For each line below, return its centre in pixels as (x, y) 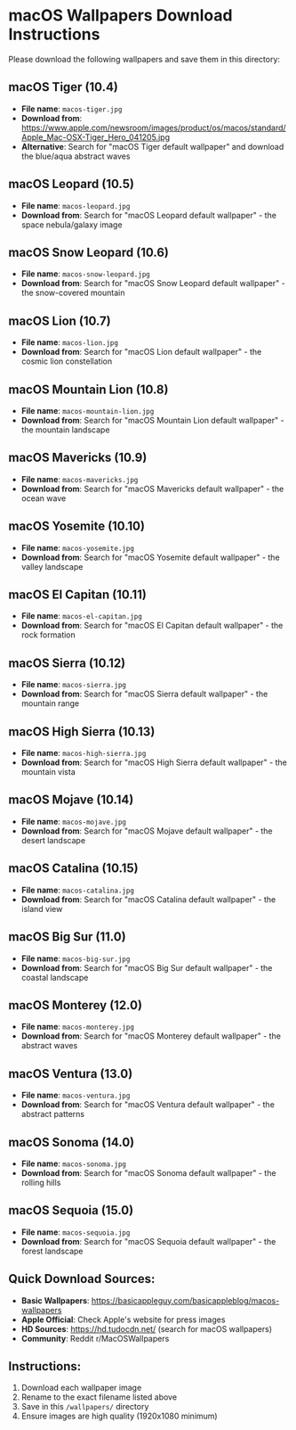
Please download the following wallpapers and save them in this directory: (144, 59)
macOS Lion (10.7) (60, 321)
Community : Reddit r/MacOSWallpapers (95, 1338)
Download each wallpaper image (81, 1388)
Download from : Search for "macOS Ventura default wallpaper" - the (148, 1105)
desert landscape (53, 840)
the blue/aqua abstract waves (76, 156)
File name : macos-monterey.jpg (78, 1027)
